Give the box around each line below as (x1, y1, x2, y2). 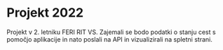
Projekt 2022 (6, 5, 84, 21)
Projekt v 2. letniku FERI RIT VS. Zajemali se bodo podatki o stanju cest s (6, 28, 216, 36)
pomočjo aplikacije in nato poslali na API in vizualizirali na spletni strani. (6, 35, 213, 43)
